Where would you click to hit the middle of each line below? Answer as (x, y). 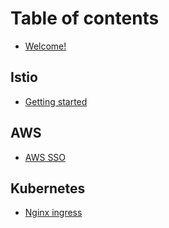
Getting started (56, 101)
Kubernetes (48, 188)
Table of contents (85, 18)
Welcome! (45, 46)
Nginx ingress (53, 213)
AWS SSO (45, 157)
